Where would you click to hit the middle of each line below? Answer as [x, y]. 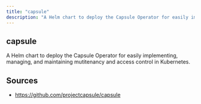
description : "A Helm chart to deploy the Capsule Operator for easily [97, 17]
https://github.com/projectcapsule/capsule [68, 95]
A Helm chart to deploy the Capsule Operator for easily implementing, [92, 56]
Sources [22, 81]
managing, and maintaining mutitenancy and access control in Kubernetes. [98, 62]
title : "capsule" [28, 12]
